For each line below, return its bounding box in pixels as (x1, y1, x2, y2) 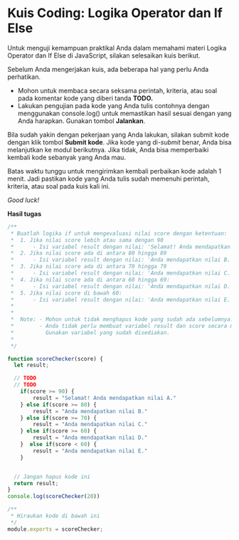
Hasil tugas (7, 209, 41, 218)
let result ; (14, 361, 50, 369)
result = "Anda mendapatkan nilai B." (33, 408, 148, 415)
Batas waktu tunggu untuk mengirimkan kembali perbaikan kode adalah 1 (7, 166, 222, 175)
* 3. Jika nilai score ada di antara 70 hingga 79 (10, 263, 167, 270)
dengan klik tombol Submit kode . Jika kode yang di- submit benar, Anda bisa (7, 137, 232, 147)
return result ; (14, 480, 59, 487)
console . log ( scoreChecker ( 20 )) (7, 493, 100, 500)
